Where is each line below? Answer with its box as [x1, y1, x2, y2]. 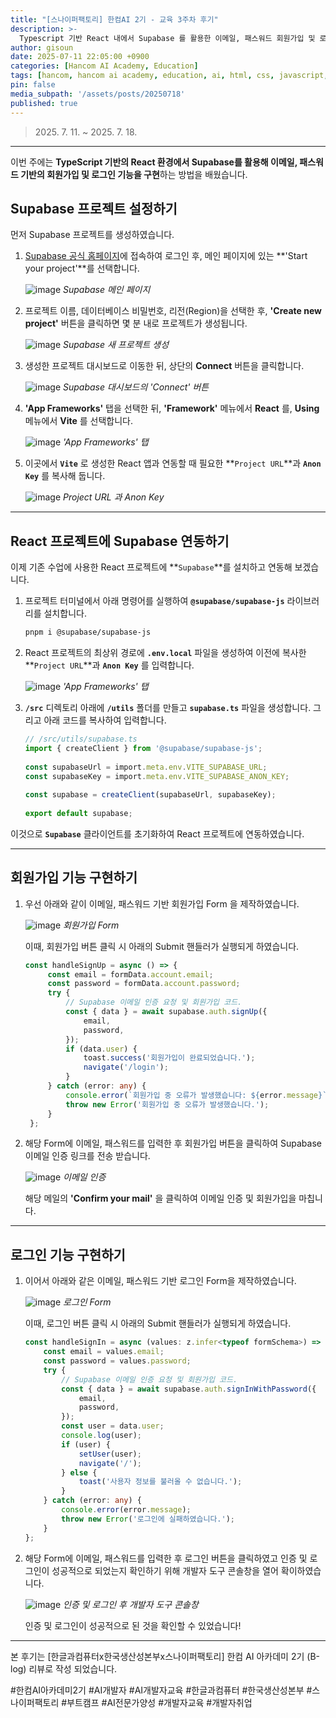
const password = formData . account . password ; [47, 979, 241, 989]
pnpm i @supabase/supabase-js [24, 627, 152, 638]
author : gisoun [10, 42, 74, 53]
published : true [10, 98, 78, 108]
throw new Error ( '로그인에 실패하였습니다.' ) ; [61, 1514, 235, 1524]
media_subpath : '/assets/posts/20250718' [10, 89, 186, 99]
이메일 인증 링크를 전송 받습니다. [24, 1150, 151, 1162]
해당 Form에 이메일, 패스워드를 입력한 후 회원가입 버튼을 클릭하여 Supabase [24, 1137, 322, 1150]
